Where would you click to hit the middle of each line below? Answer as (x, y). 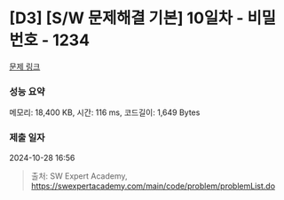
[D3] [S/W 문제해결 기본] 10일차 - (126, 18)
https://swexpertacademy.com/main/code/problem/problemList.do (153, 186)
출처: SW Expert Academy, (79, 176)
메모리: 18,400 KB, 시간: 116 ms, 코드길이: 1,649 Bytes (105, 112)
